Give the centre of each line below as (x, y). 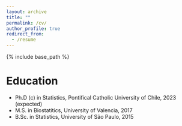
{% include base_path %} (38, 57)
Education (32, 81)
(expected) (29, 104)
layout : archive (26, 12)
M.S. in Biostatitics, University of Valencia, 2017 (74, 110)
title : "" (19, 17)
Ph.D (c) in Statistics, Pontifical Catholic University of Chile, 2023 (96, 97)
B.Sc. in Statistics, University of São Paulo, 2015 (74, 116)
